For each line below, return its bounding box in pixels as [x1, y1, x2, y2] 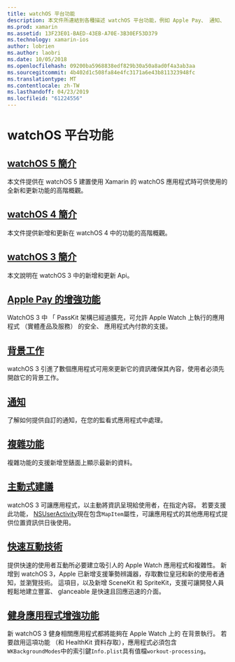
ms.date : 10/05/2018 [7, 56, 68, 63]
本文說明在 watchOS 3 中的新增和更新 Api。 [7, 271, 134, 279]
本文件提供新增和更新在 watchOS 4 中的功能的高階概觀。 [7, 229, 171, 237]
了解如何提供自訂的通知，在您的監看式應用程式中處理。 [7, 416, 166, 424]
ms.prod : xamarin [7, 23, 58, 30]
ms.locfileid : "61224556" [7, 95, 83, 102]
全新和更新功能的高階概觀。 [7, 187, 87, 194]
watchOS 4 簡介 [7, 208, 77, 221]
